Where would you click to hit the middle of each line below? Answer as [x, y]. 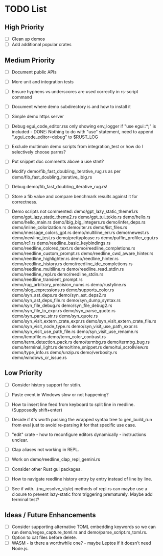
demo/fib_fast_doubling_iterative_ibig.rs [52, 177]
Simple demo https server [38, 117]
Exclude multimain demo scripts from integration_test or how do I [77, 147]
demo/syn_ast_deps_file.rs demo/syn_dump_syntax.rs [66, 300]
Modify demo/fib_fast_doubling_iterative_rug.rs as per [66, 171]
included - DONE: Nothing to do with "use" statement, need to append [82, 132]
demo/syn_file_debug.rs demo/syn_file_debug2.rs [62, 305]
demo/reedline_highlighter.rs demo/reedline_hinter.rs [65, 258]
